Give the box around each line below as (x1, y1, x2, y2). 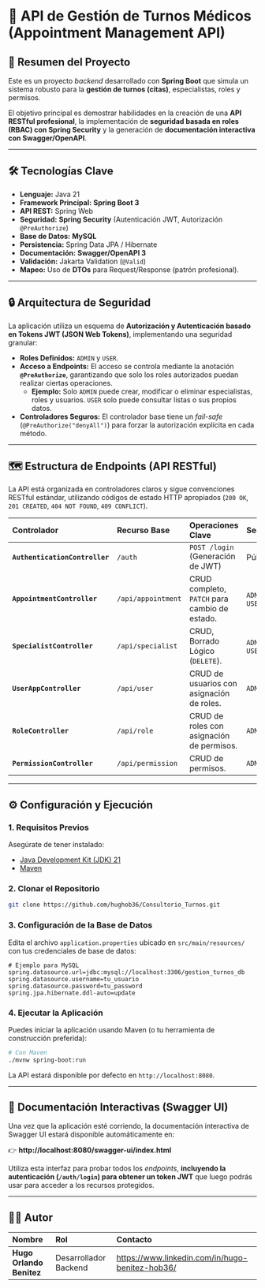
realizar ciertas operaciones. (19, 378, 113, 387)
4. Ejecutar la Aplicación (8, 1007, 104, 1018)
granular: (8, 338, 38, 347)
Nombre (12, 1234, 43, 1245)
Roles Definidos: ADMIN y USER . (19, 353, 119, 362)
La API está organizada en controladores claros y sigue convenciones (8, 484, 235, 494)
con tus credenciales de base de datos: (8, 946, 136, 955)
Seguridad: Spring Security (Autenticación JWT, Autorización (19, 215, 223, 224)
